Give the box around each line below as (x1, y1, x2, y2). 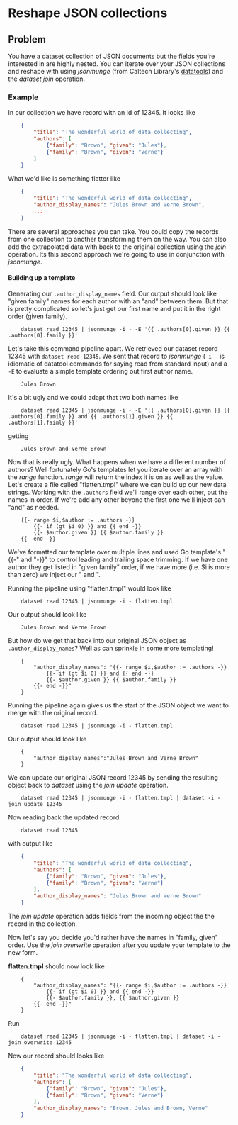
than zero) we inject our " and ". (8, 571, 101, 578)
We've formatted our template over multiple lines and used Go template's (8, 548, 222, 556)
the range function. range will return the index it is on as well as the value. (8, 473, 224, 481)
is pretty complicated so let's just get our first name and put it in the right (8, 305, 221, 313)
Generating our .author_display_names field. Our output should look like (8, 289, 217, 298)
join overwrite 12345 (8, 1039, 72, 1046)
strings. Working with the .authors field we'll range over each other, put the (8, 488, 229, 496)
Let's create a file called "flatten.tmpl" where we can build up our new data (8, 481, 227, 488)
